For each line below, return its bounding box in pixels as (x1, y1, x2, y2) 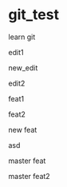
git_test (8, 6, 60, 24)
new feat (8, 125, 37, 134)
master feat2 (8, 171, 50, 181)
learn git (8, 32, 36, 42)
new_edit (8, 62, 38, 73)
